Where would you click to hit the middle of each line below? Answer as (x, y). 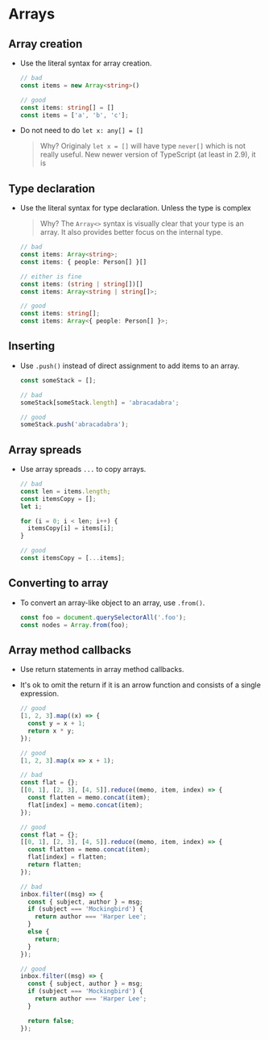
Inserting (31, 347)
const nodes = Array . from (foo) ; (74, 625)
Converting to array (58, 583)
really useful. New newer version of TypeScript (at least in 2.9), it (148, 155)
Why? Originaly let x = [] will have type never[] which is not (143, 146)
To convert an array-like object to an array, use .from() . (112, 603)
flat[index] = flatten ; (67, 857)
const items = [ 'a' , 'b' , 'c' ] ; (74, 115)
